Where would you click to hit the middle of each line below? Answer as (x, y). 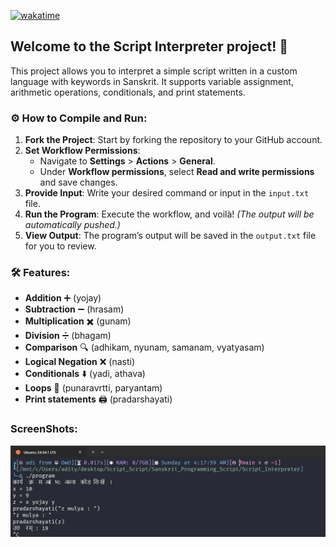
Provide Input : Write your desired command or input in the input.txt (167, 193)
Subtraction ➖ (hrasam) (74, 309)
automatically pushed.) (72, 225)
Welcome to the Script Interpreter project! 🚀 (149, 46)
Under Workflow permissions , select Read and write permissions (177, 172)
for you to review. (60, 246)
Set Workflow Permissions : (82, 151)
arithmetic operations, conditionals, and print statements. (128, 92)
